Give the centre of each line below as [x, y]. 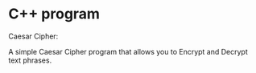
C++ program [54, 14]
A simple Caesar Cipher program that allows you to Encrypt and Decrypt [128, 51]
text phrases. [30, 60]
